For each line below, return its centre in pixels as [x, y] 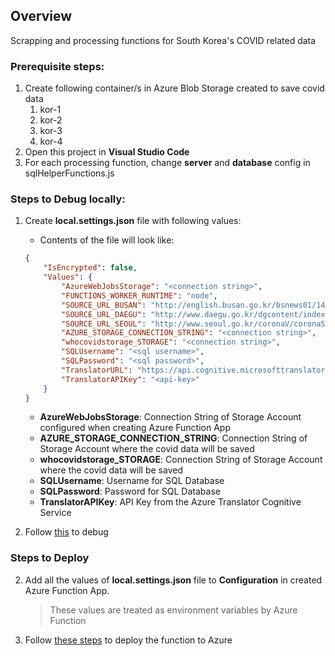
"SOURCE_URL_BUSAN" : [104, 305]
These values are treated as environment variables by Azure [173, 610]
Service [55, 513]
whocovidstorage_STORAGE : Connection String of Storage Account [181, 460]
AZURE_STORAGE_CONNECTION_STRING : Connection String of [173, 438]
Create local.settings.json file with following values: [133, 221]
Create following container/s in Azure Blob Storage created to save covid [174, 88]
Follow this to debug [66, 532]
